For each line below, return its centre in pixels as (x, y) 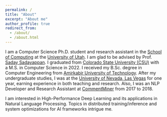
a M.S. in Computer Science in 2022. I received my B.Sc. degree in (74, 67)
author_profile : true (28, 24)
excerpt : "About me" (27, 19)
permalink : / (19, 10)
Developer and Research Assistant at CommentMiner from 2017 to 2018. (79, 89)
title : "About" (21, 14)
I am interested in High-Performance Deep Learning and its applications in (82, 98)
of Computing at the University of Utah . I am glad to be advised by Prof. (79, 57)
